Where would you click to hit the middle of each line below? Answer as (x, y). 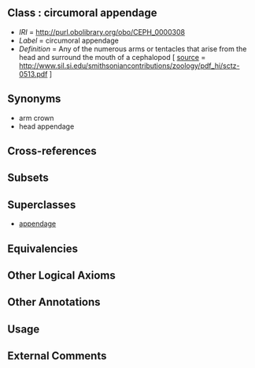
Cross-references (52, 151)
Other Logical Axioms (61, 275)
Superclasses (42, 205)
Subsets (28, 178)
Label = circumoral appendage (68, 40)
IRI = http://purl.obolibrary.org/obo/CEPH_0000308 (102, 32)
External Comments (57, 356)
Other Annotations (54, 302)
